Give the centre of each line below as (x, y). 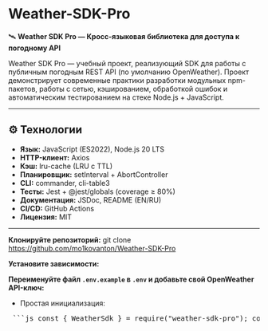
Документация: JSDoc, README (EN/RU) (91, 199)
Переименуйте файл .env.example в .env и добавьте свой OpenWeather (131, 279)
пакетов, (23, 89)
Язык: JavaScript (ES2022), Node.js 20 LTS (92, 149)
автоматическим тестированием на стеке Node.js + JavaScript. (116, 97)
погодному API (35, 48)
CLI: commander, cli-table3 (65, 183)
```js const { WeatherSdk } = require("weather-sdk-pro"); (130, 318)
